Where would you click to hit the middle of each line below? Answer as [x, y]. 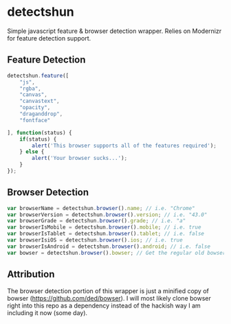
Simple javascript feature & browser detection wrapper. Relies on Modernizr [114, 31]
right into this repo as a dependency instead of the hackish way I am [104, 305]
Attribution [31, 274]
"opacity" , [35, 108]
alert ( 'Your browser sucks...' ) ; [80, 159]
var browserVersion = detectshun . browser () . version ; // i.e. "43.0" [107, 215]
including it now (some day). [47, 312]
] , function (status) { [40, 132]
